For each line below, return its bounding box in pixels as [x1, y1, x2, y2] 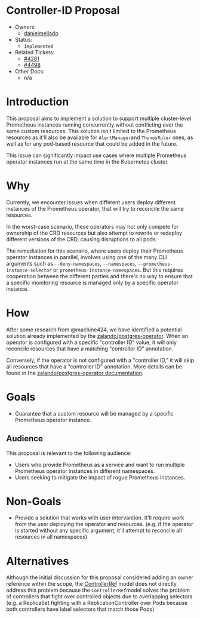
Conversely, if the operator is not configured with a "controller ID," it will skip [6, 356, 195, 364]
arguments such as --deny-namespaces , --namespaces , [6, 260, 137, 267]
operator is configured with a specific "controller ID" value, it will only [6, 339, 177, 346]
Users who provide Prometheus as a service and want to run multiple [14, 461, 185, 468]
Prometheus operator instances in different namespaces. [14, 467, 155, 475]
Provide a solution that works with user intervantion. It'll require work [14, 514, 184, 521]
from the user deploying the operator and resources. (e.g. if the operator [14, 521, 193, 528]
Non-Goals [6, 494, 61, 508]
